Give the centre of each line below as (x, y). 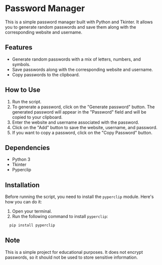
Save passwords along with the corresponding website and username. (82, 69)
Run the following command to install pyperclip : (60, 216)
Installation (22, 185)
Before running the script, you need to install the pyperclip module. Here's (80, 197)
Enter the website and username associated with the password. (75, 122)
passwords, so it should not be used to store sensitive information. (72, 257)
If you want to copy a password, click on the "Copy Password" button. (82, 132)
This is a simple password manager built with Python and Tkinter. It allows (79, 22)
